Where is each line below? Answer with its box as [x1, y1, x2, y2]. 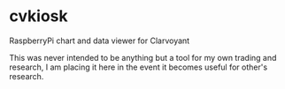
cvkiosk [9, 6, 68, 26]
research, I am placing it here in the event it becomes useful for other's [9, 62, 268, 72]
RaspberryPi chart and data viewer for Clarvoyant [9, 35, 190, 46]
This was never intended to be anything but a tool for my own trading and [9, 52, 277, 63]
